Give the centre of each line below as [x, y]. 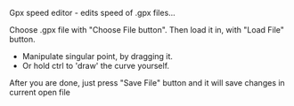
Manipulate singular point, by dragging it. [98, 56]
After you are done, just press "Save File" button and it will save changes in [147, 83]
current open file [40, 92]
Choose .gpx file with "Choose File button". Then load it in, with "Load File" [147, 30]
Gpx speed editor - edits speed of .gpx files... [92, 13]
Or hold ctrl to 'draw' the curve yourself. [96, 66]
